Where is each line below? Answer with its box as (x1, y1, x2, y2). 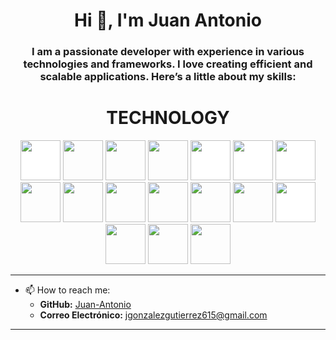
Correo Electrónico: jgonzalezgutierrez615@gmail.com (39, 309, 268, 321)
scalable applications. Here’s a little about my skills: (39, 70, 297, 84)
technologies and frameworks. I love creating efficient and (23, 57, 313, 71)
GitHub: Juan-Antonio (39, 299, 132, 311)
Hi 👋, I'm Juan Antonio (74, 9, 262, 32)
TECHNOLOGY (106, 107, 230, 129)
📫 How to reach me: (24, 284, 111, 296)
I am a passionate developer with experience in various (31, 45, 305, 59)
